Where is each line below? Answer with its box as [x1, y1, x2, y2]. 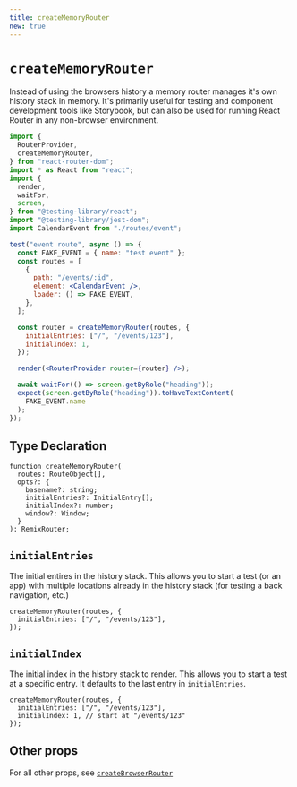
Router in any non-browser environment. [9, 115, 159, 125]
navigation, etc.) [9, 590, 69, 601]
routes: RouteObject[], [17, 470, 106, 480]
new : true [9, 22, 47, 30]
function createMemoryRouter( [9, 463, 123, 471]
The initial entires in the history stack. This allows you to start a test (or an [9, 571, 282, 582]
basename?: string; [25, 486, 98, 495]
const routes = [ [17, 256, 82, 265]
